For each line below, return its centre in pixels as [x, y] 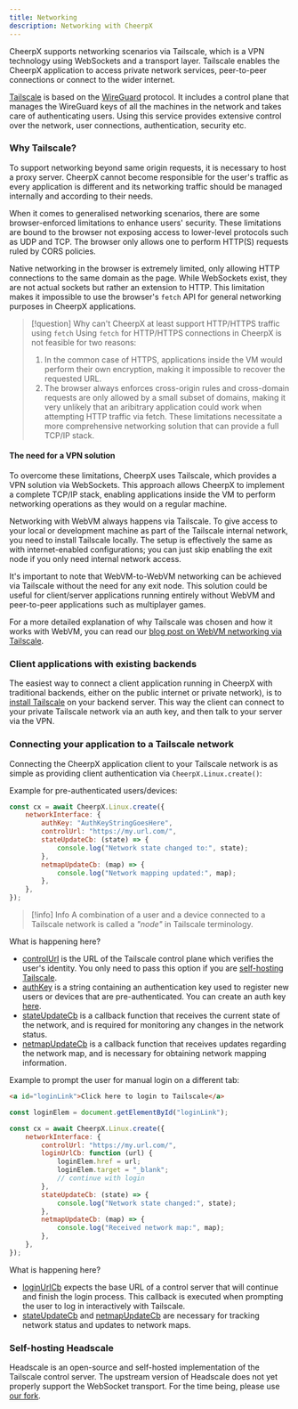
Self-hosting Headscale [61, 1348]
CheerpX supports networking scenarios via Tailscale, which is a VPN [137, 51]
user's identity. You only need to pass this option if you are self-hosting [153, 968]
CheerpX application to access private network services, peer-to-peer [138, 70]
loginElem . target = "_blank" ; [113, 1170]
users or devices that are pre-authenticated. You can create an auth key [154, 997]
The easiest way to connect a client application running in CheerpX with [141, 683]
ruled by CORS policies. [52, 251]
